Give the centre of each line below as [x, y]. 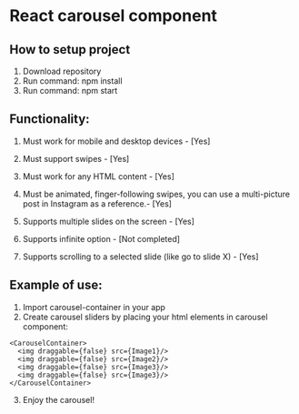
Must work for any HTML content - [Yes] [99, 176]
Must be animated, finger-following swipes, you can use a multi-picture [156, 194]
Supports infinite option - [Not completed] [101, 238]
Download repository [62, 71]
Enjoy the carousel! [59, 399]
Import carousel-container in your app [94, 307]
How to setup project [70, 50]
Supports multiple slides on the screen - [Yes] [109, 221]
